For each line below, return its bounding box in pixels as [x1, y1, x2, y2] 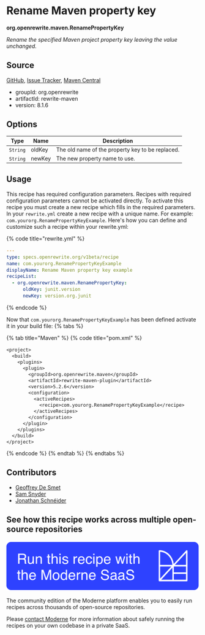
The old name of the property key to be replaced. [56, 146, 180, 153]
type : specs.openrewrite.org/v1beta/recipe [6, 254, 119, 260]
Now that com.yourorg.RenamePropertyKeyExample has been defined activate [6, 315, 196, 323]
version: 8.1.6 [15, 101, 49, 109]
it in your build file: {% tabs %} [6, 322, 84, 329]
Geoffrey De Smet [15, 483, 61, 491]
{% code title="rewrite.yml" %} [6, 234, 85, 242]
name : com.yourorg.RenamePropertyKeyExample [6, 260, 122, 267]
